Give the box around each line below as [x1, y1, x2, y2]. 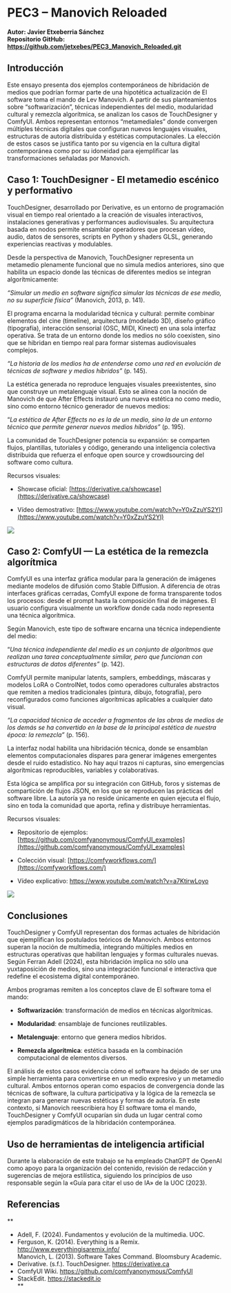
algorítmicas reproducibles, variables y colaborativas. [7, 766, 159, 774]
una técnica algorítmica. [7, 611, 76, 620]
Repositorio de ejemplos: [17, 828, 88, 836]
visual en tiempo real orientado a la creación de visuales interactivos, [7, 210, 203, 219]
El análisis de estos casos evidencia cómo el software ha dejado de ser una [7, 1067, 222, 1076]
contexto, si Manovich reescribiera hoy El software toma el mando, [7, 1104, 197, 1112]
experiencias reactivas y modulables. [7, 239, 113, 248]
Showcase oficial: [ [17, 484, 72, 493]
